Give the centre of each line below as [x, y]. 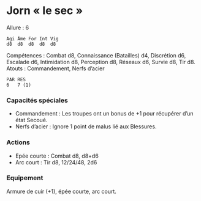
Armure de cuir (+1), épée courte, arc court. [61, 191]
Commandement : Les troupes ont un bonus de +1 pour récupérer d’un [104, 114]
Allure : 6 [18, 27]
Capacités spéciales [37, 100]
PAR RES [16, 79]
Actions [18, 142]
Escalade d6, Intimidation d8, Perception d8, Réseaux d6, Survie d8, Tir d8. [101, 62]
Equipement [25, 178]
